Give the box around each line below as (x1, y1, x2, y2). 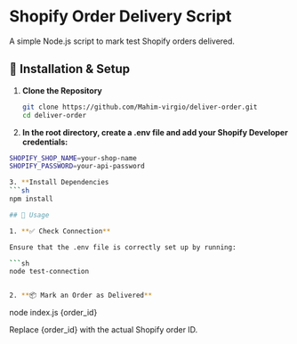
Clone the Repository (21, 85, 102, 95)
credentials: (21, 136, 68, 147)
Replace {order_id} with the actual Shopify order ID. (9, 324, 198, 335)
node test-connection (9, 267, 90, 276)
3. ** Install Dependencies (9, 178, 109, 187)
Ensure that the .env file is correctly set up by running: (9, 242, 237, 251)
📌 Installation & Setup (9, 61, 131, 77)
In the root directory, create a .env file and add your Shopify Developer (21, 127, 289, 137)
